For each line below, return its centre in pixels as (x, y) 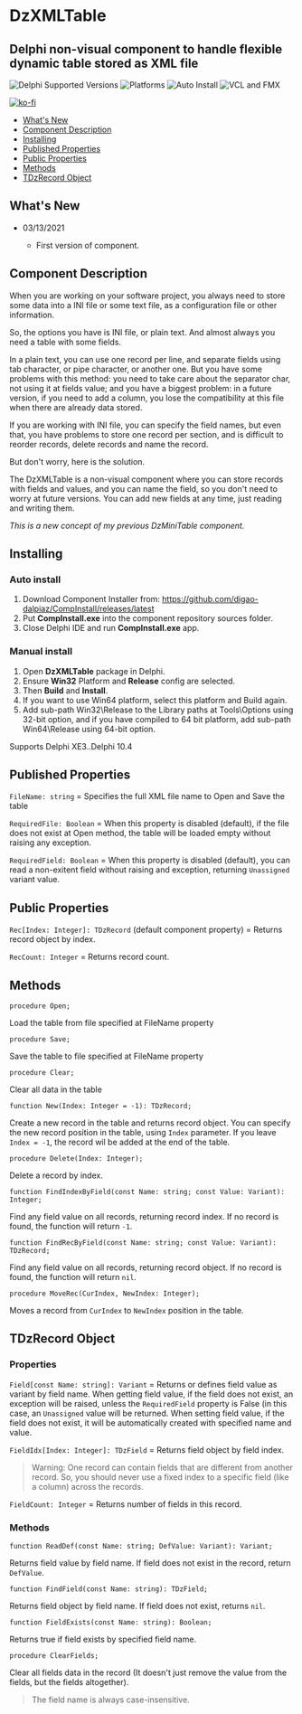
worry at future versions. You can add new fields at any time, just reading (146, 498)
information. (32, 315)
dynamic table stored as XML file (104, 63)
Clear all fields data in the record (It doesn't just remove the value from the (148, 1672)
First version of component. (88, 245)
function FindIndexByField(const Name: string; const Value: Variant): (147, 1192)
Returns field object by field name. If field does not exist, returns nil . (137, 1606)
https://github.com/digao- (211, 599)
